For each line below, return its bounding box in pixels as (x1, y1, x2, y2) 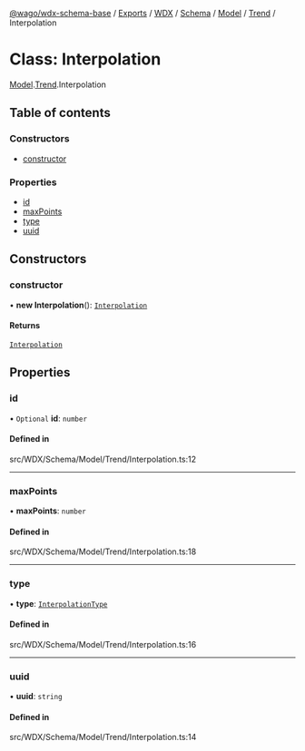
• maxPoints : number (9, 505, 86, 516)
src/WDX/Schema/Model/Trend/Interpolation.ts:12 (9, 454, 197, 464)
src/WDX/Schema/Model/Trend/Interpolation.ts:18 (9, 546, 197, 557)
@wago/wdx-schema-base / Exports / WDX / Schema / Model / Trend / (9, 8, 276, 18)
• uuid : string (9, 691, 63, 701)
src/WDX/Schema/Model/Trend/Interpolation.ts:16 (9, 639, 197, 649)
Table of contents (9, 105, 111, 121)
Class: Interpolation (9, 49, 162, 70)
